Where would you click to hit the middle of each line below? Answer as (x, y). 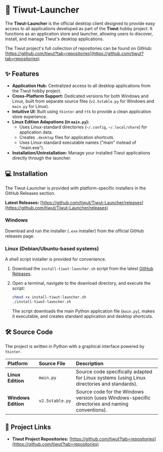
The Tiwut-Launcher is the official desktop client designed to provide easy (80, 23)
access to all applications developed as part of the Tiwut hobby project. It (79, 28)
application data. (36, 132)
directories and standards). (107, 383)
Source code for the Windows (110, 392)
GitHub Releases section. (30, 193)
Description (90, 363)
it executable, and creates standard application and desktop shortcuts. (83, 316)
